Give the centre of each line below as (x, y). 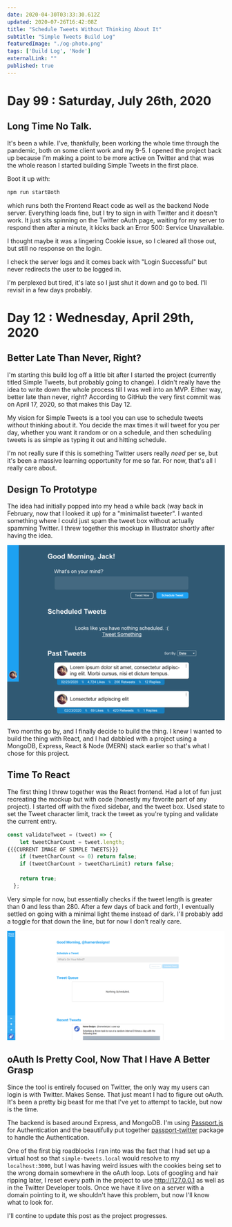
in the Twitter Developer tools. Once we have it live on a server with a (106, 1188)
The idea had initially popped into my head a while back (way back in (105, 506)
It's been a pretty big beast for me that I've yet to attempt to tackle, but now (115, 1102)
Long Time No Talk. (49, 126)
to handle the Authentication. (48, 1137)
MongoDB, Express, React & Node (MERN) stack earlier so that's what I (108, 746)
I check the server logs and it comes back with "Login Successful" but (107, 262)
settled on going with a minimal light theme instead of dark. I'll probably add (115, 914)
